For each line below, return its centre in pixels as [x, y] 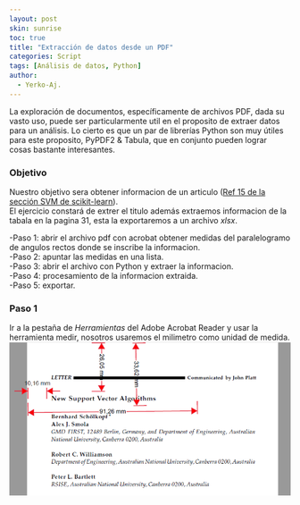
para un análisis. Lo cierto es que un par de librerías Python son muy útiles [146, 130]
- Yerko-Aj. [40, 85]
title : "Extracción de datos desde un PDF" [92, 47]
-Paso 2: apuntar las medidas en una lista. [87, 257]
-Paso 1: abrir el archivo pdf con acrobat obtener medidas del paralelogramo [150, 238]
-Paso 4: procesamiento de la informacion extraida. [104, 276]
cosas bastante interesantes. [62, 149]
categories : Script [46, 57]
